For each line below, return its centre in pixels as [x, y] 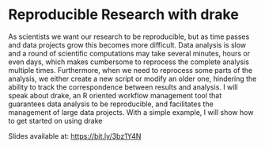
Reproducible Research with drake [123, 15]
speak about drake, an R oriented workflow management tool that [115, 95]
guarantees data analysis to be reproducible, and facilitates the [111, 104]
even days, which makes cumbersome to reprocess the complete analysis [129, 62]
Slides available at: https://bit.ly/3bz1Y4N [75, 136]
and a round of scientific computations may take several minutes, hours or [129, 53]
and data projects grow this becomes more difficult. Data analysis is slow [127, 44]
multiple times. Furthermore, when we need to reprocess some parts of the [131, 70]
